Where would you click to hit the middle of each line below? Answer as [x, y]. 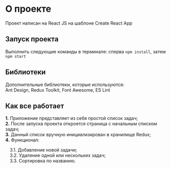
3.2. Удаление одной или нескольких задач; [58, 155]
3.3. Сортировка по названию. [43, 161]
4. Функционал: [22, 140]
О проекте [28, 9]
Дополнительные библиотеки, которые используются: [65, 84]
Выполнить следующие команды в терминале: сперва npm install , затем [86, 51]
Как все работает [35, 106]
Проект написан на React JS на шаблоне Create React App [69, 23]
